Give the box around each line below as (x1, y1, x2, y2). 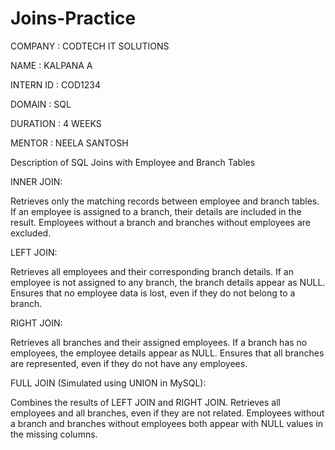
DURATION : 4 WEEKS (10, 117, 102, 129)
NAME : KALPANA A (10, 59, 93, 71)
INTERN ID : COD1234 (10, 78, 101, 91)
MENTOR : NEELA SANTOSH (10, 137, 129, 149)
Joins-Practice (10, 7, 137, 30)
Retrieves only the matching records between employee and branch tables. (10, 195, 320, 207)
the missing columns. (10, 428, 98, 440)
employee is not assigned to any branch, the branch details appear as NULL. (10, 276, 326, 288)
